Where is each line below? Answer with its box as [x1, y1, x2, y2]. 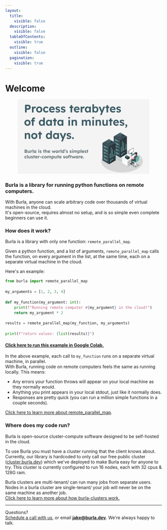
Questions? [5, 509, 28, 515]
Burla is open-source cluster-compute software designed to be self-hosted [5, 433, 159, 439]
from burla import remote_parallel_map [5, 279, 88, 284]
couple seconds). [12, 400, 48, 406]
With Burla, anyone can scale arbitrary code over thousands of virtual [5, 199, 148, 205]
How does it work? [5, 227, 51, 234]
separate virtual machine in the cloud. [5, 259, 83, 265]
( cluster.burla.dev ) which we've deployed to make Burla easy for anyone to [5, 459, 159, 465]
